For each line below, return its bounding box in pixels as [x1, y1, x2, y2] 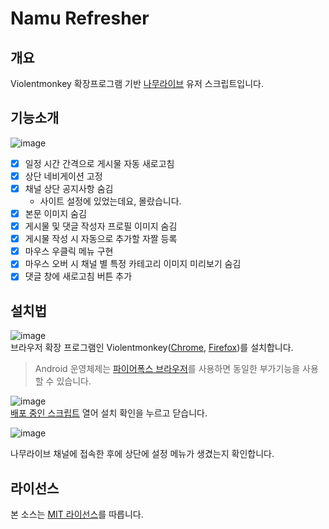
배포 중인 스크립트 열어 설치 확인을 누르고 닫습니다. [10, 407, 208, 419]
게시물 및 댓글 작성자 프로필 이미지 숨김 [24, 220, 178, 232]
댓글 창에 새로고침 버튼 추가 [24, 270, 133, 282]
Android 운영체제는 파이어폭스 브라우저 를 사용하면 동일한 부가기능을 [34, 363, 301, 375]
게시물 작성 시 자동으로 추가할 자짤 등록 [24, 233, 178, 245]
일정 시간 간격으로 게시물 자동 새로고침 [24, 157, 175, 169]
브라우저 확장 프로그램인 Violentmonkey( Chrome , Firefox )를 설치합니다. [10, 342, 294, 354]
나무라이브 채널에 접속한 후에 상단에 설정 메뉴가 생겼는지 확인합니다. [10, 448, 275, 460]
